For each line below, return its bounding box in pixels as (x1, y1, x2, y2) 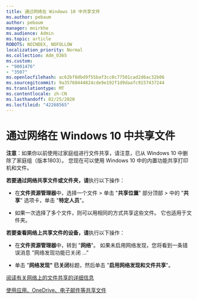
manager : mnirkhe (6, 25, 49, 31)
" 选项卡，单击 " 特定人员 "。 (19, 197, 87, 204)
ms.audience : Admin (6, 31, 54, 37)
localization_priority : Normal (6, 47, 83, 53)
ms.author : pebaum (6, 14, 51, 20)
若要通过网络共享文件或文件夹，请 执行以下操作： (6, 177, 125, 184)
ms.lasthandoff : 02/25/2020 (6, 96, 75, 102)
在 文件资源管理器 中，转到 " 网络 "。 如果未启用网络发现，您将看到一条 (14, 242, 183, 249)
